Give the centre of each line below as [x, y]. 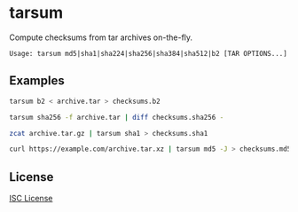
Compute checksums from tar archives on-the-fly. [101, 37]
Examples [37, 81]
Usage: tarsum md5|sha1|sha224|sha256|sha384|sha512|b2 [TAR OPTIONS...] [149, 53]
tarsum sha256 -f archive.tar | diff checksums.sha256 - [117, 117]
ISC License [31, 199]
